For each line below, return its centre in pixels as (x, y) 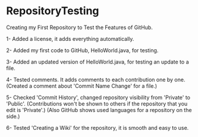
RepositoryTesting (53, 11)
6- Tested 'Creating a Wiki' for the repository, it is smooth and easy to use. (98, 128)
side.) (13, 116)
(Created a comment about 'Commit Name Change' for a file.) (82, 86)
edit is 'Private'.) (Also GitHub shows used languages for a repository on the (99, 110)
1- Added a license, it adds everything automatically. (70, 39)
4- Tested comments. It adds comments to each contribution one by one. (96, 79)
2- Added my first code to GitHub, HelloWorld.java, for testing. (82, 50)
